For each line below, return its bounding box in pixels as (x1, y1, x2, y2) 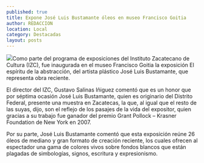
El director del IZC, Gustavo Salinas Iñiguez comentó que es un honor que (6, 86, 191, 93)
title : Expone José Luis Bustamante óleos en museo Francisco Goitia (6, 15, 187, 21)
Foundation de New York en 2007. (6, 118, 91, 126)
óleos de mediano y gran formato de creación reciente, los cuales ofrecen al (6, 137, 198, 144)
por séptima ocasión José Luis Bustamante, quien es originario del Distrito (6, 93, 193, 100)
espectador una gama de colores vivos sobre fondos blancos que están (6, 143, 187, 150)
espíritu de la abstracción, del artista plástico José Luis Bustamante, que (6, 68, 189, 75)
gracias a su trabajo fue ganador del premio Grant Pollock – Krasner (6, 112, 177, 119)
